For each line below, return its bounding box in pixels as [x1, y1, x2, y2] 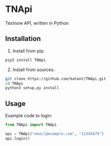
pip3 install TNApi [5, 57, 46, 62]
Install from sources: [12, 66, 55, 72]
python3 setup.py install [5, 85, 59, 90]
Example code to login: [5, 112, 52, 118]
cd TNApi [5, 81, 23, 86]
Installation [5, 34, 41, 43]
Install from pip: [12, 47, 45, 53]
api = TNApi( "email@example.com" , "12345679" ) [5, 131, 104, 136]
